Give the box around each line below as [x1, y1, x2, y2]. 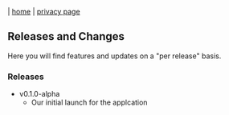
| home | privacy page [7, 7, 81, 16]
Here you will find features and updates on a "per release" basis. [7, 51, 222, 61]
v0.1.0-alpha [18, 89, 60, 99]
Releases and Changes [7, 30, 125, 43]
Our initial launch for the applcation [31, 97, 148, 107]
